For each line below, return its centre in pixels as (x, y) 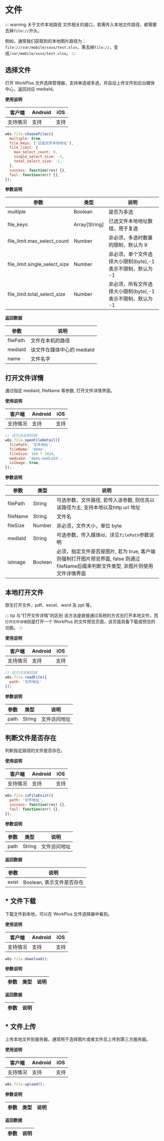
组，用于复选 (123, 229)
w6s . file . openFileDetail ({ (32, 440)
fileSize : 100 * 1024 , (32, 454)
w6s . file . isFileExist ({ (29, 796)
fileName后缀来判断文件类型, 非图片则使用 (105, 566)
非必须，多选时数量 (131, 238)
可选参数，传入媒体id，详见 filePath (98, 535)
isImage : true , (25, 463)
